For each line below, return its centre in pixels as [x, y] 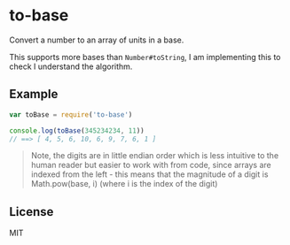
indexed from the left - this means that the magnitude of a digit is [149, 174]
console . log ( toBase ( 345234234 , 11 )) [77, 130]
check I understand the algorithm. [71, 66]
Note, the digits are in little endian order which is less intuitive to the [155, 156]
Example [34, 94]
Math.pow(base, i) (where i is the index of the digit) [124, 184]
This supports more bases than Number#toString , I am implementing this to [145, 57]
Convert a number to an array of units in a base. [97, 40]
